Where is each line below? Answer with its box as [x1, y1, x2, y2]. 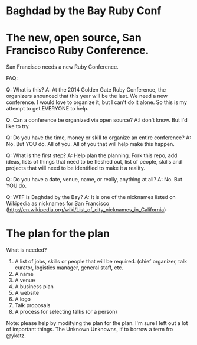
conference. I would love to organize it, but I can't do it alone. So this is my [6, 99, 188, 106]
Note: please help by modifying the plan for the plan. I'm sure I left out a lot [6, 320, 188, 327]
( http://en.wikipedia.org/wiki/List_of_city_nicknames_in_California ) [6, 206, 166, 213]
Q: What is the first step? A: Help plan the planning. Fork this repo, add [6, 152, 178, 159]
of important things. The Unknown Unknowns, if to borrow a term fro [6, 326, 173, 333]
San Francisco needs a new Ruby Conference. [6, 63, 119, 70]
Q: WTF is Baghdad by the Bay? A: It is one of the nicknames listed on [6, 194, 176, 201]
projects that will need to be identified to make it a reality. [6, 164, 146, 172]
